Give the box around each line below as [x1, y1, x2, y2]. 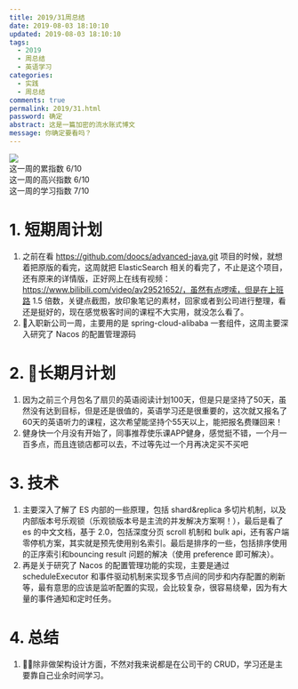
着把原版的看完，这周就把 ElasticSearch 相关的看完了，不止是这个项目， [21, 261, 287, 272]
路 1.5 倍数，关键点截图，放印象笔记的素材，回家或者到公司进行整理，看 [21, 295, 286, 306]
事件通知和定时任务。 [37, 593, 117, 604]
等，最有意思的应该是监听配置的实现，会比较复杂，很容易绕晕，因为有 [21, 581, 280, 592]
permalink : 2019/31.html [9, 104, 101, 113]
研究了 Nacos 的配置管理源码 [29, 328, 136, 339]
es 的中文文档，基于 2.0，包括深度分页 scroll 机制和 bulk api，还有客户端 [21, 526, 290, 537]
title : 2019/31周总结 [9, 12, 85, 22]
